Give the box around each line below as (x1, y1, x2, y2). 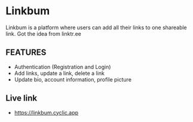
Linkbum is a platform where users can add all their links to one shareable (5, 24, 188, 31)
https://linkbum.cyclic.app (14, 109, 79, 116)
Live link (5, 93, 37, 104)
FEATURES (5, 48, 47, 58)
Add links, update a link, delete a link (14, 70, 105, 77)
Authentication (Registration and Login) (14, 63, 111, 70)
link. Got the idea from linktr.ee (5, 30, 81, 37)
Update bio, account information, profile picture (14, 76, 132, 83)
